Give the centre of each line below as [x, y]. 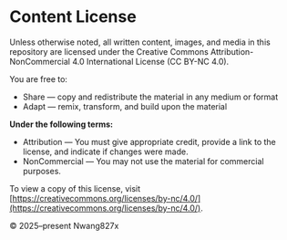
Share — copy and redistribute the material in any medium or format [150, 97]
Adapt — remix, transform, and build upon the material [125, 106]
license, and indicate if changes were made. [105, 151]
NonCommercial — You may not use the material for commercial [143, 161]
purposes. [42, 171]
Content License [73, 17]
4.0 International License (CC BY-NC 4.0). [151, 61]
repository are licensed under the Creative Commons [109, 51]
